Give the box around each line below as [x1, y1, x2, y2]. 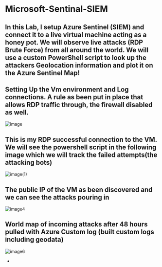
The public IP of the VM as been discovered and [5, 185, 153, 194]
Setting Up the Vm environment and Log [5, 85, 129, 93]
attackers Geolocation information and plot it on [5, 61, 153, 69]
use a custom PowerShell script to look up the [5, 53, 147, 62]
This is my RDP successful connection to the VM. [5, 135, 157, 144]
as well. [5, 108, 29, 116]
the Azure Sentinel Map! [5, 68, 80, 77]
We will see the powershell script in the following [5, 143, 157, 151]
